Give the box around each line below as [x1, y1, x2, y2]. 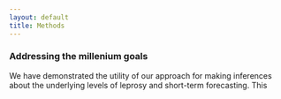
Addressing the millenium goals [9, 50, 148, 63]
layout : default [9, 12, 69, 22]
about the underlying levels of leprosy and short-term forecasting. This [9, 80, 268, 90]
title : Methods [9, 21, 65, 30]
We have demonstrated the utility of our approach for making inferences [9, 70, 272, 80]
